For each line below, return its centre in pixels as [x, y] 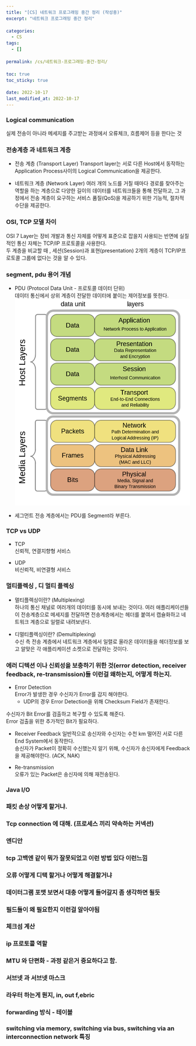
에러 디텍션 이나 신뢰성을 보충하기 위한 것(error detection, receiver [96, 665]
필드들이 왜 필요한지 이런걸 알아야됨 [53, 909]
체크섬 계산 [21, 927]
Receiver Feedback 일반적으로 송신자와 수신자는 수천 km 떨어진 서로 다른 [99, 734]
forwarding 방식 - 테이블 [39, 1013]
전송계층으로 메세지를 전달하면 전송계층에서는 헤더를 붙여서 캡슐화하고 [100, 615]
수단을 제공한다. [32, 205]
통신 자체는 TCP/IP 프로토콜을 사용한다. [62, 243]
